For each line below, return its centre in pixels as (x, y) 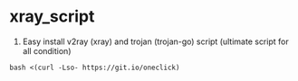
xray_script (52, 17)
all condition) (47, 50)
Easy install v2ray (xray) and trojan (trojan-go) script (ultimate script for (155, 41)
